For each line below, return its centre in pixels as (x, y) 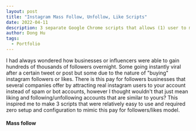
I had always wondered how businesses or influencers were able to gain (93, 60)
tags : (13, 38)
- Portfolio (26, 44)
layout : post (22, 11)
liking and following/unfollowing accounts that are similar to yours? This (92, 97)
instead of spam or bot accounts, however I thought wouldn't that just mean (97, 91)
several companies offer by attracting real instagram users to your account (96, 85)
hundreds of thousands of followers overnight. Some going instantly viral (94, 66)
